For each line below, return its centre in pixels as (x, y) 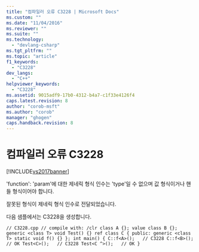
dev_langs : (20, 73)
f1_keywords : (22, 62)
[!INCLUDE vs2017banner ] (38, 172)
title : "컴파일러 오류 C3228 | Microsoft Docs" (63, 12)
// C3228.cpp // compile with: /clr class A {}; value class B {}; (92, 228)
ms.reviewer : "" (26, 28)
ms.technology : (25, 40)
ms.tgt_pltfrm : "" (29, 51)
